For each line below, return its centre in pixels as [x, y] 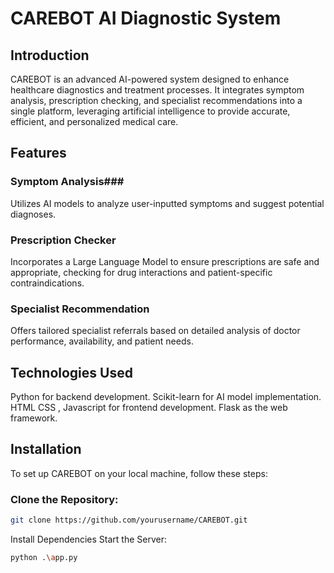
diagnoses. [33, 214]
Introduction [50, 55]
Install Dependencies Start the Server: [88, 539]
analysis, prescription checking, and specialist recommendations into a [156, 100]
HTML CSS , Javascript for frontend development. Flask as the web [149, 408]
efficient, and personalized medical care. [94, 121]
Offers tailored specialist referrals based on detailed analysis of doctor [155, 331]
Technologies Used [71, 372]
